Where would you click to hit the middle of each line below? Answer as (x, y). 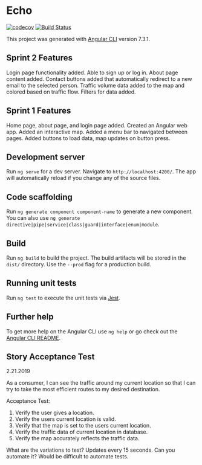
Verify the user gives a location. (54, 413)
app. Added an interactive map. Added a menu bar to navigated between (97, 132)
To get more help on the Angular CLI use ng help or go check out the (92, 331)
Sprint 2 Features (39, 58)
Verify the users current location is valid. (65, 419)
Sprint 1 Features (39, 111)
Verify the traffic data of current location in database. (81, 432)
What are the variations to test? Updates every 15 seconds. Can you (91, 450)
